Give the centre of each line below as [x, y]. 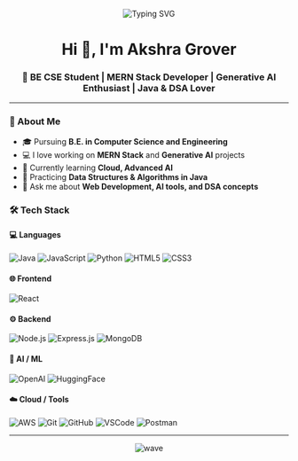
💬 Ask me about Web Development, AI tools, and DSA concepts [140, 186]
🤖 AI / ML [26, 358]
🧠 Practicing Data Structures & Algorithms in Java [115, 176]
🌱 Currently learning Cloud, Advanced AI [97, 168]
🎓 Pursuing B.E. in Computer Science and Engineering [125, 141]
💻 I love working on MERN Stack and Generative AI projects [133, 154]
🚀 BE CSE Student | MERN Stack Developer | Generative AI [149, 77]
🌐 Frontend [30, 278]
